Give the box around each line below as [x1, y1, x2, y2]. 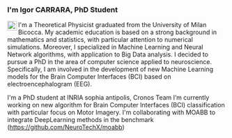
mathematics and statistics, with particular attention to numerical [7, 36, 194, 44]
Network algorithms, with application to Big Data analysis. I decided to [7, 50, 209, 59]
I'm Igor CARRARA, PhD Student [7, 5, 118, 15]
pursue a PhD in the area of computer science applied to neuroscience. [7, 58, 212, 66]
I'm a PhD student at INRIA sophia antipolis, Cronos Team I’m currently [7, 93, 210, 102]
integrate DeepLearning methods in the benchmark [7, 116, 155, 124]
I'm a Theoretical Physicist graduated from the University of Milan [18, 21, 207, 29]
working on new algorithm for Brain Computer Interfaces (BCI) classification [7, 101, 225, 109]
